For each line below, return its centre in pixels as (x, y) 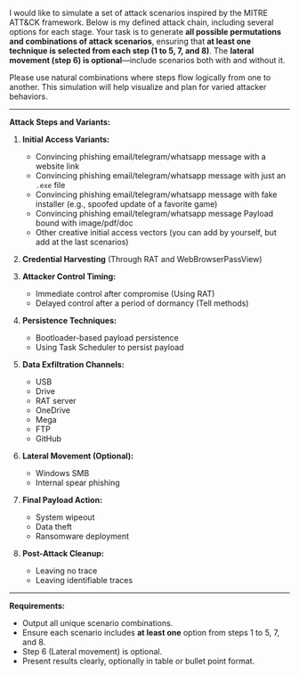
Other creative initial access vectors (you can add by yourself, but (156, 232)
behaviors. (29, 96)
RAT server (56, 401)
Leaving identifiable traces (84, 580)
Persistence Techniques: (69, 321)
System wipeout (65, 517)
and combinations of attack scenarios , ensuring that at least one (130, 41)
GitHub (48, 439)
